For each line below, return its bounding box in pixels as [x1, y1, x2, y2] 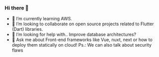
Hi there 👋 [4, 4, 29, 11]
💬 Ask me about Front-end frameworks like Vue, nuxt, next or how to [11, 37, 153, 43]
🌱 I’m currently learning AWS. [11, 16, 73, 22]
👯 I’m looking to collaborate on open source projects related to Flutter [11, 21, 154, 27]
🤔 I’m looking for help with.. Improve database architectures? [11, 32, 136, 38]
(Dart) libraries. [11, 26, 43, 32]
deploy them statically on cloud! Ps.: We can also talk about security [11, 42, 152, 48]
